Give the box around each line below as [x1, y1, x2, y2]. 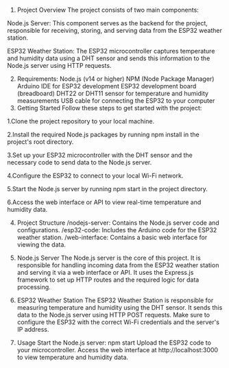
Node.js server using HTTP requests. [7, 62, 112, 69]
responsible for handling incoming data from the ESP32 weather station [16, 261, 219, 269]
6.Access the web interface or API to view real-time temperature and [7, 198, 202, 206]
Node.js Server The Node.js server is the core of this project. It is [16, 254, 201, 262]
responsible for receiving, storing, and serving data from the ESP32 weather [7, 27, 223, 34]
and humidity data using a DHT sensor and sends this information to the [7, 54, 210, 62]
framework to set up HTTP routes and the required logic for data [16, 275, 200, 284]
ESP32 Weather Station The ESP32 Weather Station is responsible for [16, 296, 214, 304]
